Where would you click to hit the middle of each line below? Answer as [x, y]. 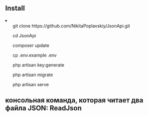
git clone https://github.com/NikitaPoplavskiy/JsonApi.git [71, 26]
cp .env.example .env [34, 55]
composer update [31, 45]
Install [15, 8]
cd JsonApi [24, 35]
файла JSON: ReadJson [43, 108]
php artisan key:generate [38, 65]
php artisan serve [31, 84]
